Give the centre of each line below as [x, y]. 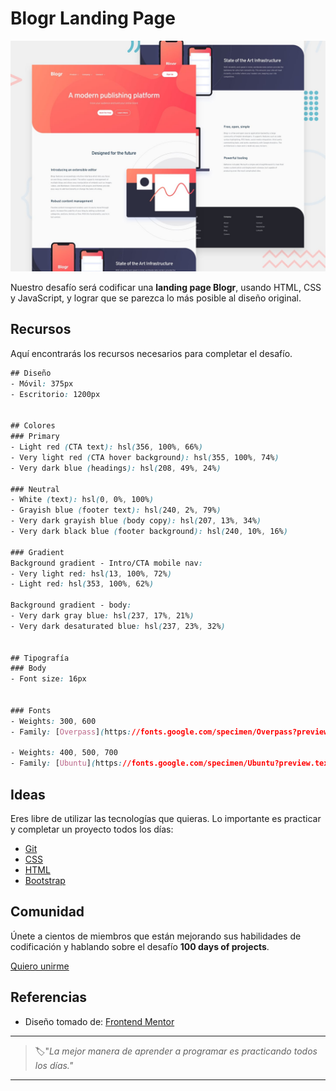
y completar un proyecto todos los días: [92, 829]
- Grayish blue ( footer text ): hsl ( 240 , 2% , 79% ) [116, 510]
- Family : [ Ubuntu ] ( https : [66, 763]
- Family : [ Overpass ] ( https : [71, 732]
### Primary [35, 437]
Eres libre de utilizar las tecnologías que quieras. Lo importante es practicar [166, 818]
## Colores [33, 426]
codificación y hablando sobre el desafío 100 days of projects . [140, 946]
